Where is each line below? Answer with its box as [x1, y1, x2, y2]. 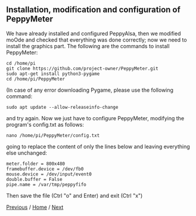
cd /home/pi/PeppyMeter [6, 76, 66, 82]
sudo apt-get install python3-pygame [6, 71, 100, 77]
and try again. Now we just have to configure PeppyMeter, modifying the [6, 114, 185, 121]
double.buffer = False [6, 176, 63, 182]
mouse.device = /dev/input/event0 [6, 171, 92, 177]
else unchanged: [6, 149, 48, 156]
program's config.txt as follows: [6, 121, 85, 128]
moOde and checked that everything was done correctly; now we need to [6, 36, 187, 43]
